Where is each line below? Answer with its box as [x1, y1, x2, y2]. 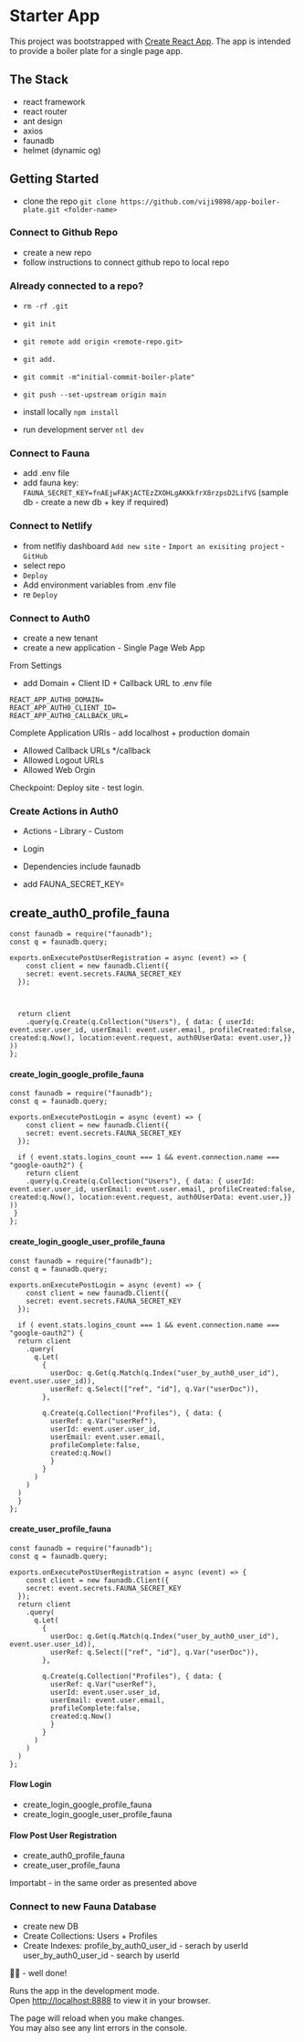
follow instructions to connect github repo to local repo [22, 257, 230, 268]
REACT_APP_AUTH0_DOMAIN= [9, 695, 104, 704]
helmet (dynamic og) [22, 144, 101, 155]
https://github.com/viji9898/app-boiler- [120, 197, 280, 206]
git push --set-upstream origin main [22, 390, 167, 400]
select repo [22, 559, 66, 571]
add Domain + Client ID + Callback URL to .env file [22, 678, 213, 689]
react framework [22, 96, 86, 107]
